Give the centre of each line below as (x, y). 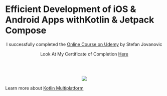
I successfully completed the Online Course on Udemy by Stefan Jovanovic (84, 44)
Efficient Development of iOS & (71, 9)
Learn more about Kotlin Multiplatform (44, 88)
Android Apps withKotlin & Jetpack (80, 20)
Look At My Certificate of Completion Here (84, 54)
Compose (26, 30)
